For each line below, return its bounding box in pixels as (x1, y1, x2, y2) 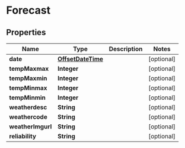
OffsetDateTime (57, 55, 104, 63)
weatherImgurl (9, 122, 52, 131)
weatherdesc (9, 103, 47, 111)
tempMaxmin (9, 74, 47, 82)
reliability (9, 132, 37, 140)
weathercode (9, 113, 47, 121)
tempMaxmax (9, 65, 49, 73)
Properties (6, 27, 46, 37)
